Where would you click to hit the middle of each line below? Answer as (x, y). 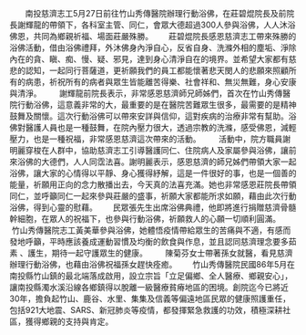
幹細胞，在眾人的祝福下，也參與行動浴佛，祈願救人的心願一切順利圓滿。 (145, 219)
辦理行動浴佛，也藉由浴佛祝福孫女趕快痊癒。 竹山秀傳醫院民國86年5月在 (153, 264)
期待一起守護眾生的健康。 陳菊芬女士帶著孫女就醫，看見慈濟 (172, 253)
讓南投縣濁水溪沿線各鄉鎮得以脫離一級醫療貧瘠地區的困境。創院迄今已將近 (149, 287)
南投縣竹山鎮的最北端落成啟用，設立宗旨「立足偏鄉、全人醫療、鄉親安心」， (151, 276)
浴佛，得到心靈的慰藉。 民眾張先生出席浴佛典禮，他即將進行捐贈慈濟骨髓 (153, 207)
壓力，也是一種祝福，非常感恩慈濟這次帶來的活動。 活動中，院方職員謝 (150, 139)
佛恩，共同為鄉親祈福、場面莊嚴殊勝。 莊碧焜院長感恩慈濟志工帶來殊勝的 (153, 36)
